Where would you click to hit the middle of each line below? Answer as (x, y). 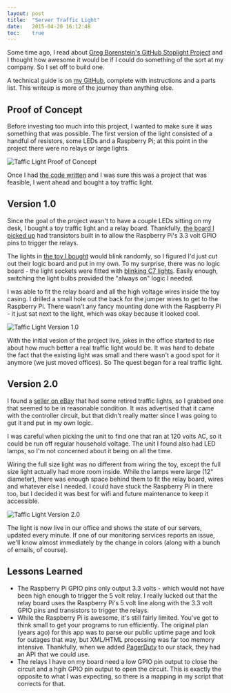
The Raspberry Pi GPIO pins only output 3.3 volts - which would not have (121, 588)
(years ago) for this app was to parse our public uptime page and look (116, 632)
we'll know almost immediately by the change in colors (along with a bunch (114, 542)
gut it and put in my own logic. (50, 423)
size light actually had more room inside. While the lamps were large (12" (110, 471)
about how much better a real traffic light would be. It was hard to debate (111, 348)
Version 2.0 (33, 384)
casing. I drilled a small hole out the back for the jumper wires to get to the (113, 298)
